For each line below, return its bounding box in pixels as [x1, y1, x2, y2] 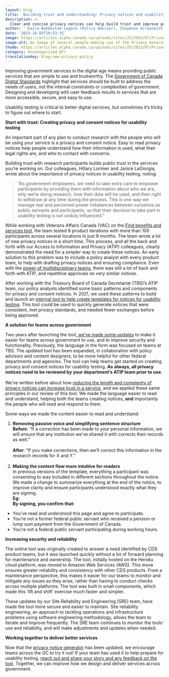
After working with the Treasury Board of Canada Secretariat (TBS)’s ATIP [5, 280, 158, 286]
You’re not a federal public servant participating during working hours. [12, 526, 158, 533]
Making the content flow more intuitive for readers [12, 463, 121, 469]
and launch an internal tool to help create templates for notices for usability [5, 296, 161, 302]
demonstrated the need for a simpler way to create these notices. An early [5, 249, 159, 255]
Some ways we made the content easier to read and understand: [5, 411, 139, 417]
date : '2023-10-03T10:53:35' [5, 31, 66, 36]
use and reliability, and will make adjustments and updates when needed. [5, 625, 157, 631]
